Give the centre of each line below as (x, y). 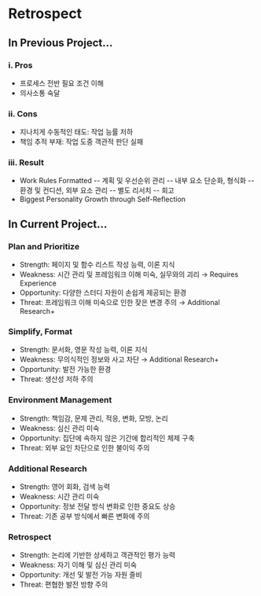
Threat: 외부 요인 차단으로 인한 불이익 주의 (85, 447)
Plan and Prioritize (44, 246)
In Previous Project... (61, 43)
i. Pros (20, 65)
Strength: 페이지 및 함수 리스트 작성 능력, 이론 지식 (97, 265)
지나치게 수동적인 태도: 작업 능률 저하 (76, 132)
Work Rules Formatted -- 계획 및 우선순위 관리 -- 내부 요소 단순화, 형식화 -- (137, 181)
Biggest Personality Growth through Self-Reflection (103, 199)
